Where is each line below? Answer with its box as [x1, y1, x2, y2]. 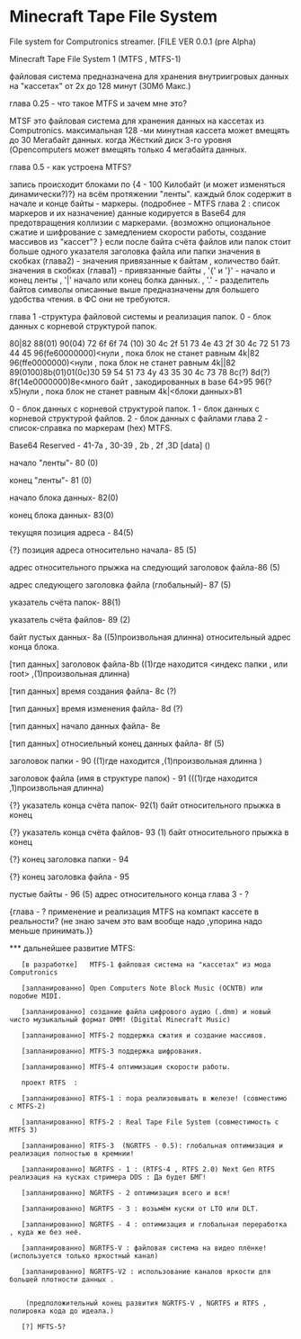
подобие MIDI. [9, 992, 63, 1001]
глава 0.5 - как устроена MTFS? [9, 161, 132, 172]
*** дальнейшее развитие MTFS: [9, 942, 136, 953]
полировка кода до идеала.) [9, 1307, 115, 1316]
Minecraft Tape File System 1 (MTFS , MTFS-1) [9, 53, 181, 64]
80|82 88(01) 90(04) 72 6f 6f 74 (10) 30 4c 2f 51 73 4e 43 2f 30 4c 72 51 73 [9, 337, 290, 348]
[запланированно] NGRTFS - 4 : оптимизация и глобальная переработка [21, 1219, 288, 1229]
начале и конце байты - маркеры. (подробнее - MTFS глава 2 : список [9, 198, 280, 209]
